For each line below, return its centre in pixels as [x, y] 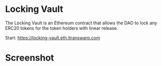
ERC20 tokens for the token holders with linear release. [62, 28]
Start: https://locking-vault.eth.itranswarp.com [53, 38]
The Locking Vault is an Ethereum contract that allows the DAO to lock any [81, 23]
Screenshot [30, 58]
